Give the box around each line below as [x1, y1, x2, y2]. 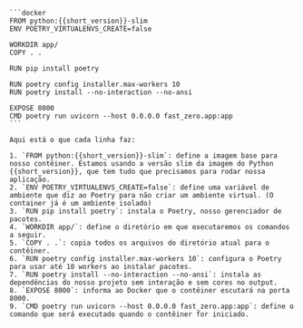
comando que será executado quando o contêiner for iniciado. [9, 310, 249, 319]
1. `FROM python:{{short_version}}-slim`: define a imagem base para [9, 151, 279, 160]
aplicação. [9, 175, 51, 184]
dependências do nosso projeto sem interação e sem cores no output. [9, 278, 279, 287]
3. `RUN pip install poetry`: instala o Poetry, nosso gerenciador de [9, 207, 282, 216]
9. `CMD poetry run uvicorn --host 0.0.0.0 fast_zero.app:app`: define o [9, 302, 295, 311]
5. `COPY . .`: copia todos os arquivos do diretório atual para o [9, 238, 270, 247]
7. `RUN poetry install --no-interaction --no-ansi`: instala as [9, 270, 261, 279]
